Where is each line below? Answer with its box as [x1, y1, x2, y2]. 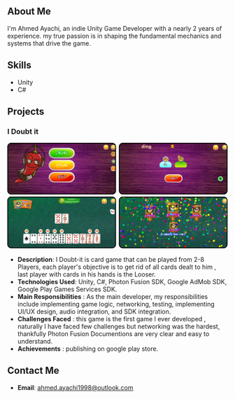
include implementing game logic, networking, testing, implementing [17, 300, 215, 308]
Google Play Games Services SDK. [17, 285, 117, 293]
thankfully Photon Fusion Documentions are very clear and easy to [17, 329, 210, 338]
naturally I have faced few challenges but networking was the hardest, [17, 322, 220, 330]
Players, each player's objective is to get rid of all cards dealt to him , [17, 262, 217, 271]
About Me [7, 6, 51, 17]
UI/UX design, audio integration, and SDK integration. [17, 307, 171, 316]
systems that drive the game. [7, 38, 92, 48]
